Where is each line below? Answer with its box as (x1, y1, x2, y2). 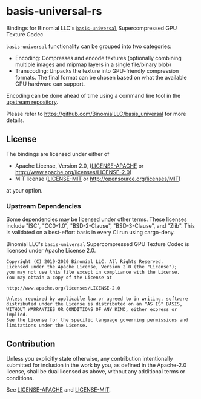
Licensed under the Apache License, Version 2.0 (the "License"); (6, 264, 177, 270)
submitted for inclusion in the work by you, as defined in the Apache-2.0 (6, 361, 186, 369)
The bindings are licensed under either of (6, 150, 110, 157)
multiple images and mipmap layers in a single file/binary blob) (15, 61, 171, 68)
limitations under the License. (6, 322, 88, 329)
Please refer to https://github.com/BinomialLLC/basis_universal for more (6, 110, 186, 117)
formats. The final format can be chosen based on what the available (15, 73, 187, 81)
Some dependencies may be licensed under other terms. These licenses (6, 216, 187, 223)
